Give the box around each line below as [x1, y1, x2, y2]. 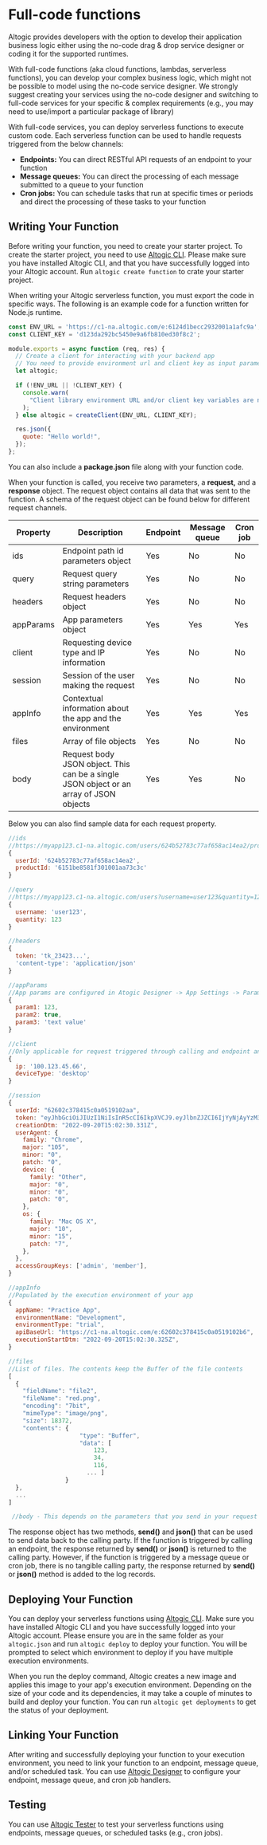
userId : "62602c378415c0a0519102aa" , [15, 1106, 141, 1114]
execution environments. [8, 1656, 89, 1666]
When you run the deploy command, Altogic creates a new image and [8, 1672, 237, 1682]
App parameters [62, 614, 123, 625]
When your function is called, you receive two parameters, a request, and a [8, 477, 257, 487]
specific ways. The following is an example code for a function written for [8, 299, 249, 309]
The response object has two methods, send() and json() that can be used [8, 1527, 253, 1536]
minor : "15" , [29, 1232, 73, 1241]
